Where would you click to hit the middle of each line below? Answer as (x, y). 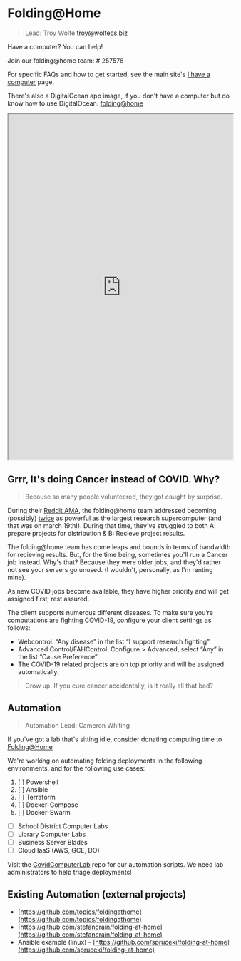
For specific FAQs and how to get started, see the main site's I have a (109, 74)
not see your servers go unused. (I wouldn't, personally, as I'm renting (110, 569)
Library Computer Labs (52, 834)
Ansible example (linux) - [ (56, 942)
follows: (19, 627)
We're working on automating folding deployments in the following (105, 761)
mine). (17, 577)
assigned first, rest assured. (48, 599)
